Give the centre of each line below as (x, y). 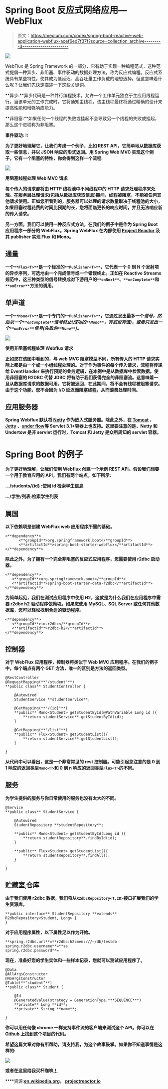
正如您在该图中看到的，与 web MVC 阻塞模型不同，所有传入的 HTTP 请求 (80, 359)
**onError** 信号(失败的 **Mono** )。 (46, 328)
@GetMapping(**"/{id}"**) (41, 708)
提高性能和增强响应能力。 (31, 108)
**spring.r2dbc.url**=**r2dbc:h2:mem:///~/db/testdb (61, 942)
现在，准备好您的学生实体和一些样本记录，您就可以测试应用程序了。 (75, 960)
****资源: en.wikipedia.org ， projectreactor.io (53, 1081)
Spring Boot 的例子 (44, 454)
